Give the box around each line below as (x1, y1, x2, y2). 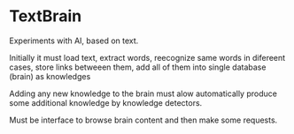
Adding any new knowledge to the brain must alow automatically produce (9, 88, 277, 99)
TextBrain (9, 6, 82, 26)
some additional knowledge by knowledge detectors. (9, 97, 203, 108)
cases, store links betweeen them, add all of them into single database (9, 62, 267, 72)
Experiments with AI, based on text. (9, 35, 139, 46)
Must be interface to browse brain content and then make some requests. (9, 115, 278, 125)
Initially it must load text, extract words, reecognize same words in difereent (9, 52, 286, 63)
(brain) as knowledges (9, 71, 91, 81)
